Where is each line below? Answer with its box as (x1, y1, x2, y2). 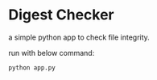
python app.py (8, 63, 56, 72)
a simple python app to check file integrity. (8, 32, 151, 42)
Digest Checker (8, 6, 114, 24)
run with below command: (8, 48, 95, 57)
